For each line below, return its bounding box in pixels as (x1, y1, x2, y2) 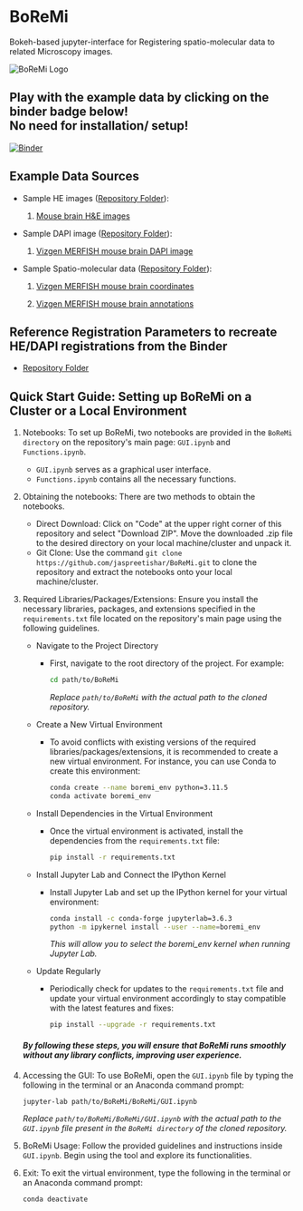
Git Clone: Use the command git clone (35, 547, 183, 559)
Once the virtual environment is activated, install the (49, 825, 244, 836)
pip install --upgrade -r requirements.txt (49, 1021, 216, 1030)
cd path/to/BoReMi (49, 676, 119, 685)
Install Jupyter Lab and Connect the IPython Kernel (35, 869, 226, 880)
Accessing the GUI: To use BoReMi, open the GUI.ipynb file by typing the (22, 1069, 294, 1080)
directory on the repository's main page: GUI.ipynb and (22, 437, 231, 448)
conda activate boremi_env (49, 791, 152, 800)
